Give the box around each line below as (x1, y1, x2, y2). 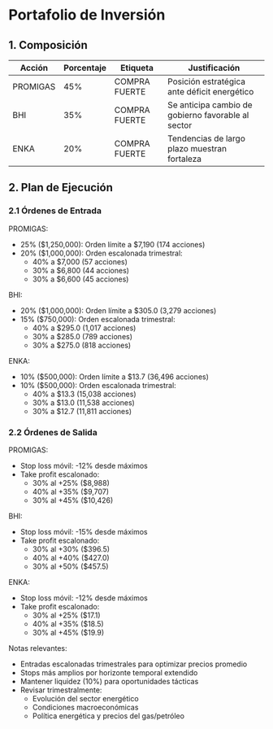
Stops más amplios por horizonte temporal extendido (19, 667, 198, 677)
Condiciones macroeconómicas (32, 702, 139, 712)
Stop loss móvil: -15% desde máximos (19, 526, 148, 536)
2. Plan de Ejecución (8, 181, 114, 194)
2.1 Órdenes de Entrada (8, 205, 102, 216)
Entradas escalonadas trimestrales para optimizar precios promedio (19, 659, 248, 669)
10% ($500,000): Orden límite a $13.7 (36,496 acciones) (19, 372, 210, 382)
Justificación (188, 63, 240, 73)
